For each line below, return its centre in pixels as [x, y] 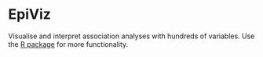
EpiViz [29, 14]
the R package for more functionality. [68, 44]
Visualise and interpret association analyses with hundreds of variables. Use [131, 36]
